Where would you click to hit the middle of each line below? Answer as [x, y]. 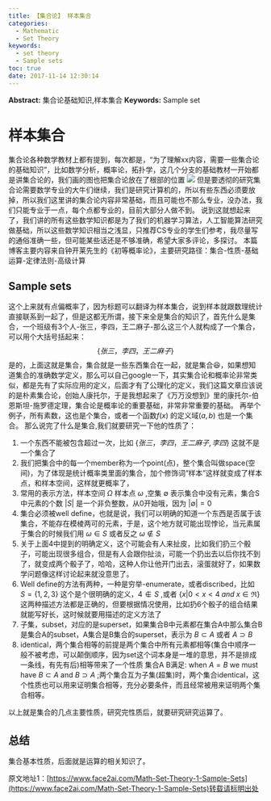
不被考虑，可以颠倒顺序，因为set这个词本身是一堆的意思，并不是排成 [142, 655]
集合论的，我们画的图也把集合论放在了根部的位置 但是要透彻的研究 [138, 179]
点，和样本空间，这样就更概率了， [77, 483]
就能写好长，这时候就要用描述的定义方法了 [91, 614]
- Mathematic [38, 31]
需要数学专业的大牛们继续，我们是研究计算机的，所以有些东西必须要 [135, 190]
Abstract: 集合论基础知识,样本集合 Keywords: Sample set [104, 100]
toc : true [25, 69]
